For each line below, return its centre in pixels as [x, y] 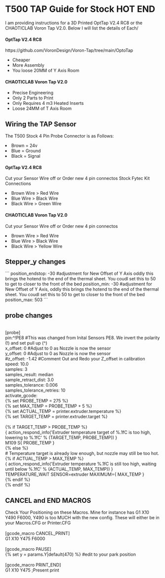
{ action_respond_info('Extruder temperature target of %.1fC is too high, [78, 432]
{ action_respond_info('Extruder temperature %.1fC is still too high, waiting [81, 464]
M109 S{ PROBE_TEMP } [30, 443]
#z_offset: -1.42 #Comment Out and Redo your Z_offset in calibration [75, 359]
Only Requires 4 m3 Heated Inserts [48, 103]
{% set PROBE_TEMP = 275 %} [37, 401]
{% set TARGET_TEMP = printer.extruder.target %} [56, 417]
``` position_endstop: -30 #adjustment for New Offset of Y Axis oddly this [79, 273]
